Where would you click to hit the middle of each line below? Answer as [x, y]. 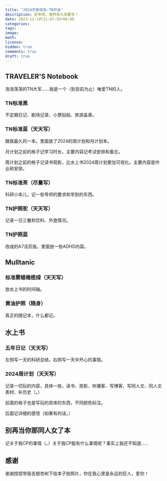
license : [14, 42]
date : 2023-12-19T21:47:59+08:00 [40, 19]
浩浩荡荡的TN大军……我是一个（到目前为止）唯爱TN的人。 [65, 89]
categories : [17, 24]
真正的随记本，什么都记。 [31, 315]
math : [11, 38]
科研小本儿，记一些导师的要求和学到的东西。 [51, 195]
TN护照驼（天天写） [29, 209]
